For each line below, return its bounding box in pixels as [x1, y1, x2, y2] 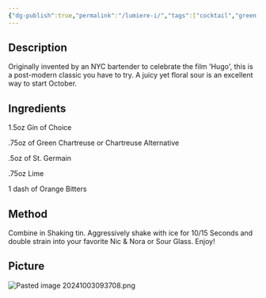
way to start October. [8, 78, 78, 88]
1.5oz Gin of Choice [8, 123, 72, 132]
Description [8, 41, 67, 55]
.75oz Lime [8, 169, 44, 178]
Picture [8, 259, 45, 273]
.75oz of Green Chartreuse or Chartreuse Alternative [8, 138, 180, 147]
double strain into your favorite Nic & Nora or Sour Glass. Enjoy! [8, 237, 215, 246]
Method [8, 207, 48, 220]
